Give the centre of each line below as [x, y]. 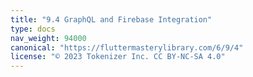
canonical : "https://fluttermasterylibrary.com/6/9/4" [127, 47]
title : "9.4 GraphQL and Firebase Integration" [111, 19]
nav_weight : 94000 [48, 38]
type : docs [33, 29]
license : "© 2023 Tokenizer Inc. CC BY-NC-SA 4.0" [118, 57]
